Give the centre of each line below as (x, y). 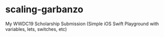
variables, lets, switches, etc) (36, 29)
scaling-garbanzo (44, 10)
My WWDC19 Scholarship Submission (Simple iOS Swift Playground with (82, 24)
